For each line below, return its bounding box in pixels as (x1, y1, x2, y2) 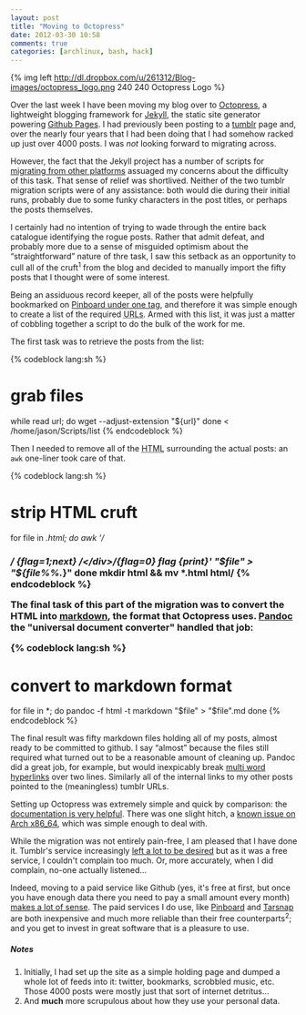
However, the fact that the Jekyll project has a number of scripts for (10, 156, 265, 167)
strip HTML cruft (10, 502, 138, 523)
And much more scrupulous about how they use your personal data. (23, 995, 280, 1006)
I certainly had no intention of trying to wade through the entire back (10, 222, 267, 233)
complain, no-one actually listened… (10, 865, 148, 876)
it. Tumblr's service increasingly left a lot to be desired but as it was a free (10, 846, 288, 857)
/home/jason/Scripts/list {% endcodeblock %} (10, 425, 183, 436)
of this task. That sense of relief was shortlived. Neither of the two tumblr (10, 175, 285, 187)
